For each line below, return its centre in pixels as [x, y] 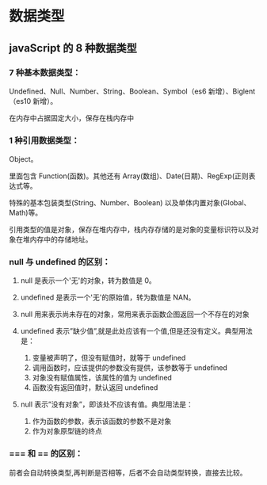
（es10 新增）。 [33, 101]
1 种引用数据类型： [44, 140]
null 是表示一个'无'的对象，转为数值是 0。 [88, 281]
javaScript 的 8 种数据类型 [73, 48]
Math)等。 [26, 213]
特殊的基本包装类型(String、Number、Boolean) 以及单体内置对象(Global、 [130, 203]
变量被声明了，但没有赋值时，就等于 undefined [109, 358]
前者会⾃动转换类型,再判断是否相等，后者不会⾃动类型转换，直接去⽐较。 [128, 472]
